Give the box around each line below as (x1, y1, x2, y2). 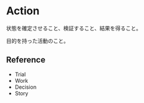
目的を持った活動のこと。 (6, 37, 69, 44)
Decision (14, 83, 37, 90)
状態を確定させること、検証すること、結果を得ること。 (6, 24, 142, 32)
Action (6, 4, 40, 18)
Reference (6, 55, 46, 65)
